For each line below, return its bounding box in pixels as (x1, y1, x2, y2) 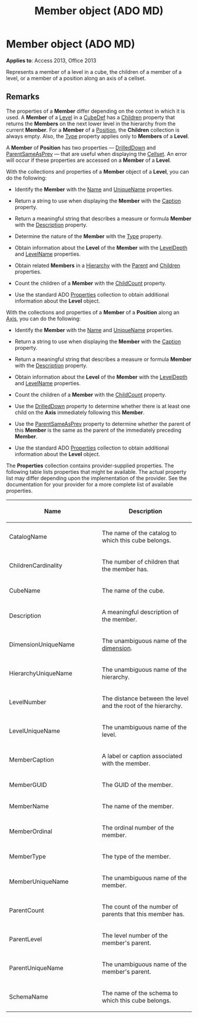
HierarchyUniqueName (9, 669, 72, 677)
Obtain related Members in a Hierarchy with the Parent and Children (14, 262, 181, 269)
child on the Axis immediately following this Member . (14, 409, 145, 416)
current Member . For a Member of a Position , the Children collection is (6, 126, 180, 134)
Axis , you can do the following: (6, 315, 81, 322)
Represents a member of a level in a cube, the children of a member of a (6, 68, 182, 75)
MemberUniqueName (9, 877, 69, 886)
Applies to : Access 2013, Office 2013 (6, 57, 97, 64)
